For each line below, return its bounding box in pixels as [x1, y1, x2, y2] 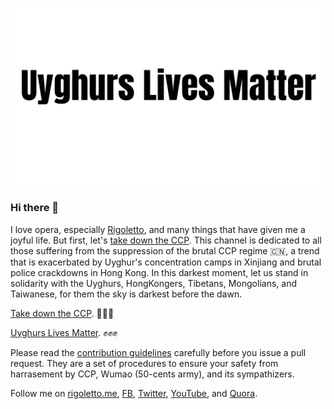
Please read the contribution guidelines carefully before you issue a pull [10, 346, 307, 358]
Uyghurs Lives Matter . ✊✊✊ [10, 326, 118, 338]
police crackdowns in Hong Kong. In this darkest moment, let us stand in [10, 266, 309, 278]
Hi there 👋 [10, 201, 60, 215]
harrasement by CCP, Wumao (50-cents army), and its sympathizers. [10, 368, 295, 380]
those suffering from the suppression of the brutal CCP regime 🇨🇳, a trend [10, 244, 320, 257]
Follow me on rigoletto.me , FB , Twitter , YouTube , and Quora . [10, 387, 258, 399]
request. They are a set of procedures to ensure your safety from [10, 357, 279, 369]
